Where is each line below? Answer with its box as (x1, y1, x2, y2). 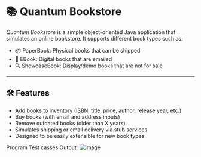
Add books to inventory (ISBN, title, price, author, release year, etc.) (14, 107, 182, 114)
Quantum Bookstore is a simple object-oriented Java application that (6, 28, 176, 36)
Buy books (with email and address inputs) (14, 113, 121, 120)
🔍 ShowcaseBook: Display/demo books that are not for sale (14, 62, 163, 69)
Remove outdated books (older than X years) (14, 119, 126, 127)
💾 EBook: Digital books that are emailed (14, 55, 112, 63)
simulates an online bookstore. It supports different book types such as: (6, 35, 184, 42)
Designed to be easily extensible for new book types (14, 132, 145, 139)
